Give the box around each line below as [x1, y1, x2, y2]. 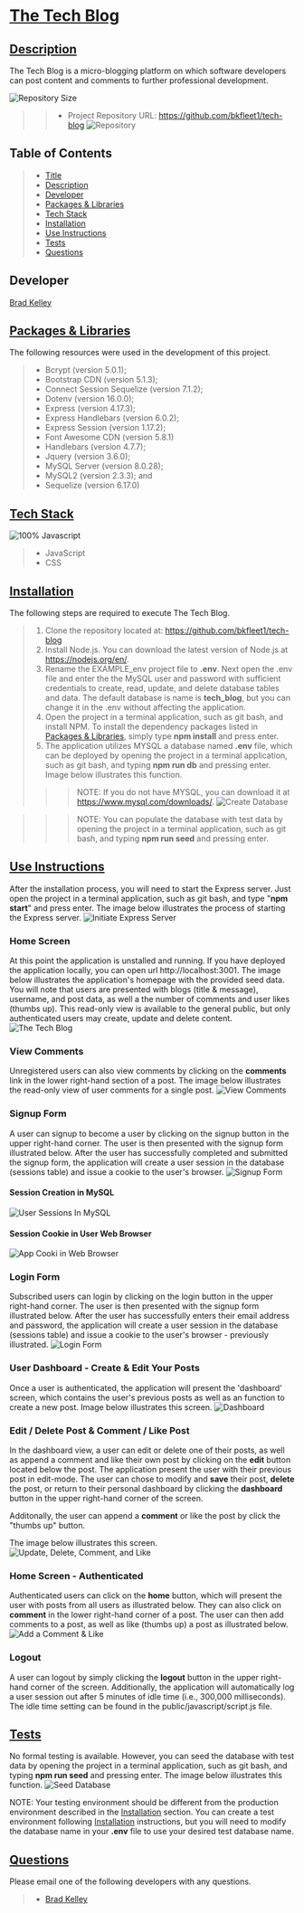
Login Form [9, 1271, 61, 1283]
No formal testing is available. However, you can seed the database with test [9, 1751, 295, 1762]
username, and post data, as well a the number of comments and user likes [9, 994, 290, 1005]
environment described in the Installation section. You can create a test [9, 1806, 274, 1818]
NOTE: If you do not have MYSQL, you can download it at [76, 787, 290, 798]
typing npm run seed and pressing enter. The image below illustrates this [9, 1770, 283, 1781]
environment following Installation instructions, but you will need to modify [9, 1816, 287, 1827]
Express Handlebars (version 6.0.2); [44, 412, 179, 423]
